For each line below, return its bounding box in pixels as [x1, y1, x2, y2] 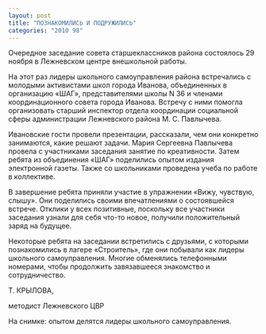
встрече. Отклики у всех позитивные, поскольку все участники [8, 204, 225, 214]
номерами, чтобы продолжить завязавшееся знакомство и [8, 262, 210, 271]
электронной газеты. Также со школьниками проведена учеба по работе [8, 164, 258, 173]
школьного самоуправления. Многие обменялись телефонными [8, 254, 228, 263]
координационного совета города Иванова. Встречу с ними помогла [8, 97, 244, 107]
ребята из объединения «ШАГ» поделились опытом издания [8, 155, 214, 165]
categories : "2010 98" [8, 26, 83, 34]
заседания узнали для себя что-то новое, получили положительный [8, 212, 241, 223]
